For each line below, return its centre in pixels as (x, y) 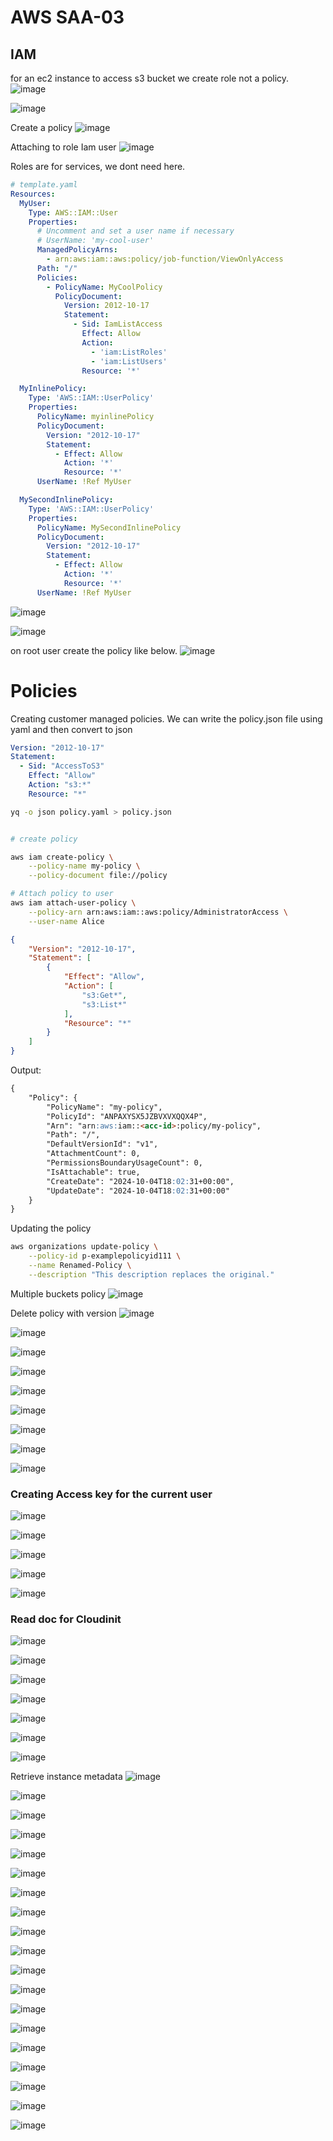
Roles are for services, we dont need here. (98, 166)
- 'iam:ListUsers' (129, 361)
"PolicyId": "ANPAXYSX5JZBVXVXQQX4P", (127, 1116)
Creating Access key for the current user (111, 1494)
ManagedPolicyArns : (77, 250)
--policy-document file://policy (98, 876)
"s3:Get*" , (104, 995)
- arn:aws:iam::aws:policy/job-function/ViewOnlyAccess (165, 259)
